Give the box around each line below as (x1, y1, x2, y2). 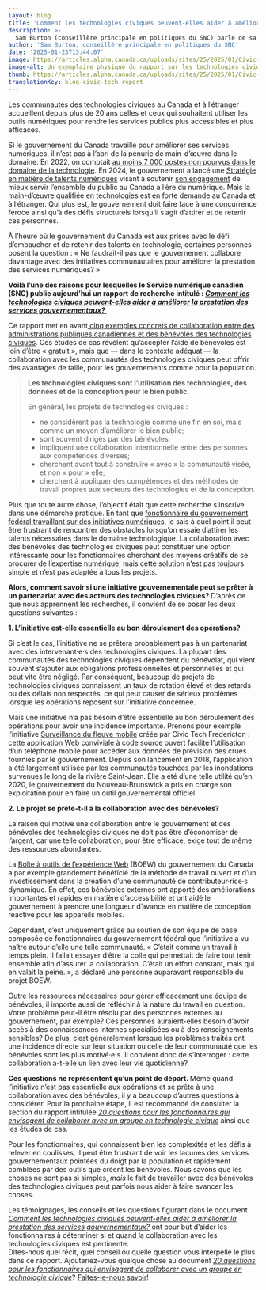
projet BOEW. (8, 975, 51, 985)
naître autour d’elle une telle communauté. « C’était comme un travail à (8, 942, 238, 951)
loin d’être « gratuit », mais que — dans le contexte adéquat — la (8, 346, 219, 355)
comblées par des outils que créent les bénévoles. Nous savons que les (8, 1164, 243, 1174)
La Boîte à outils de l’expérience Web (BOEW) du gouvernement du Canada (8, 859, 254, 869)
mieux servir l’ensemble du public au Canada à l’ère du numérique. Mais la (8, 182, 251, 192)
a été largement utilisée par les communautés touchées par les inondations (8, 763, 253, 772)
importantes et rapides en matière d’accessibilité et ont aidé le (8, 893, 211, 902)
